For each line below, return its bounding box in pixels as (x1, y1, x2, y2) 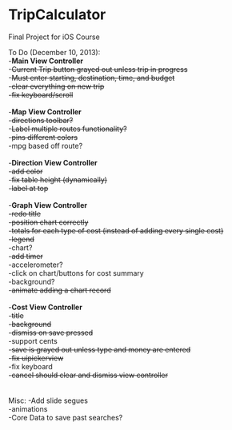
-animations (8, 404, 48, 413)
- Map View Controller (8, 106, 82, 117)
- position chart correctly (8, 217, 89, 227)
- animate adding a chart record (8, 285, 111, 295)
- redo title (8, 209, 42, 218)
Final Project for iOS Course (8, 32, 100, 42)
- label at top (8, 183, 49, 193)
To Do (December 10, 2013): (8, 47, 101, 57)
